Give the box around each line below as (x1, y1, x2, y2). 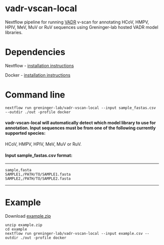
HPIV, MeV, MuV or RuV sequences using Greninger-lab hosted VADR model (5, 24, 159, 30)
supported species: (5, 130, 46, 136)
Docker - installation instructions (5, 72, 71, 78)
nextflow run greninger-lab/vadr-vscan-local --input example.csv (5, 231, 143, 236)
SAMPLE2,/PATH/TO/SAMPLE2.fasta (5, 176, 71, 181)
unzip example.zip (5, 223, 42, 227)
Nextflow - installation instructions (5, 62, 74, 68)
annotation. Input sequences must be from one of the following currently (5, 125, 156, 131)
